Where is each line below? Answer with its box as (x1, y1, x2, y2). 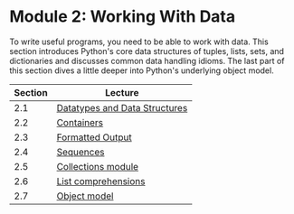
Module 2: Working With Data (9, 6, 236, 27)
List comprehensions (56, 174, 146, 187)
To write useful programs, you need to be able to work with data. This (9, 36, 269, 47)
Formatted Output (56, 131, 133, 144)
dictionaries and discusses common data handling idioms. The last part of (9, 55, 285, 66)
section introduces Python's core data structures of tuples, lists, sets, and (9, 45, 285, 56)
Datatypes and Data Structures (56, 101, 188, 114)
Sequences (56, 145, 105, 158)
